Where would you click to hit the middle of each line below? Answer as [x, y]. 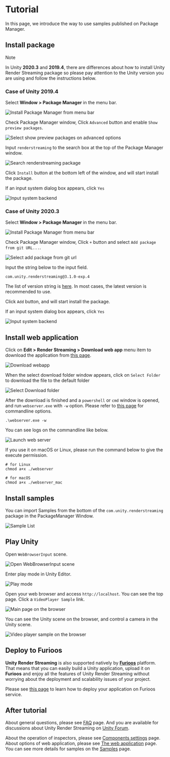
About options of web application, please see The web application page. [81, 743]
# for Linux [18, 465]
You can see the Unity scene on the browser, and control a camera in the [82, 619]
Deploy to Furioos [34, 650]
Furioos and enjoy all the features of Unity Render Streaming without [77, 674]
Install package [30, 45]
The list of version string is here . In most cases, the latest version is [76, 286]
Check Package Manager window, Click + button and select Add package [81, 242]
